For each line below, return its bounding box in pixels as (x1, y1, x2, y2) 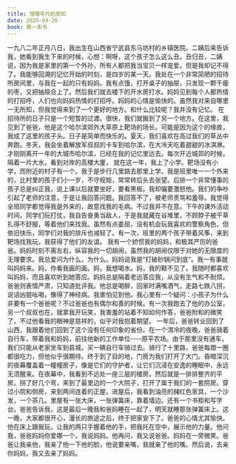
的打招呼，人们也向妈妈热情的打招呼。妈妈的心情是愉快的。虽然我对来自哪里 (7, 97, 229, 105)
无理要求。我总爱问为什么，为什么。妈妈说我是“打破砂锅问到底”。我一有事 (7, 255, 223, 264)
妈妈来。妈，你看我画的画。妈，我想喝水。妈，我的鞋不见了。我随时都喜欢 (13, 264, 229, 272)
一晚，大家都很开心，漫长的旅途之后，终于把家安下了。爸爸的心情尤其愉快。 (7, 414, 229, 422)
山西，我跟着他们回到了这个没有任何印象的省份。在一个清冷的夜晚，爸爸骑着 (7, 326, 229, 334)
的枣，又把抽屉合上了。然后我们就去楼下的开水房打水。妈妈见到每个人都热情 (7, 87, 229, 96)
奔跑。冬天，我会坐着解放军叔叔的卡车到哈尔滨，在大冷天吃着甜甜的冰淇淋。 (7, 140, 229, 149)
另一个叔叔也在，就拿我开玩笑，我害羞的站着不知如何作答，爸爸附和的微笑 (7, 308, 223, 317)
